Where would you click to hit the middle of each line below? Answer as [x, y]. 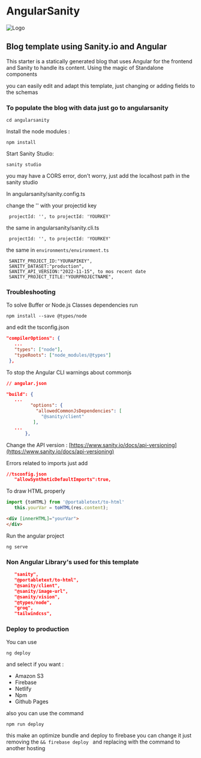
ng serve [17, 547]
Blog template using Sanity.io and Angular [87, 47]
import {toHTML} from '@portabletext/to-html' [65, 502]
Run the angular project [35, 536]
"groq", [24, 608]
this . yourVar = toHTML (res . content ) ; [61, 508]
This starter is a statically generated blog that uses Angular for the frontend [99, 61]
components [22, 74]
